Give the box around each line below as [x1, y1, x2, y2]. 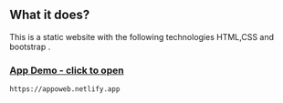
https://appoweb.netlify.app [9, 85, 121, 94]
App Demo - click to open [9, 64, 125, 77]
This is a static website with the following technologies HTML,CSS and [9, 31, 275, 42]
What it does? [9, 7, 90, 23]
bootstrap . [9, 41, 51, 52]
